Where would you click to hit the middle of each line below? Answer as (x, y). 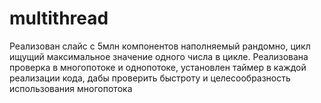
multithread (59, 18)
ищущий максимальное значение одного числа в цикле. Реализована (159, 56)
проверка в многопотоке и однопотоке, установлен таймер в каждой (158, 67)
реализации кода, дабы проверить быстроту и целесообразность (150, 78)
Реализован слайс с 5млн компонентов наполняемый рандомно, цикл (160, 46)
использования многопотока (71, 88)
